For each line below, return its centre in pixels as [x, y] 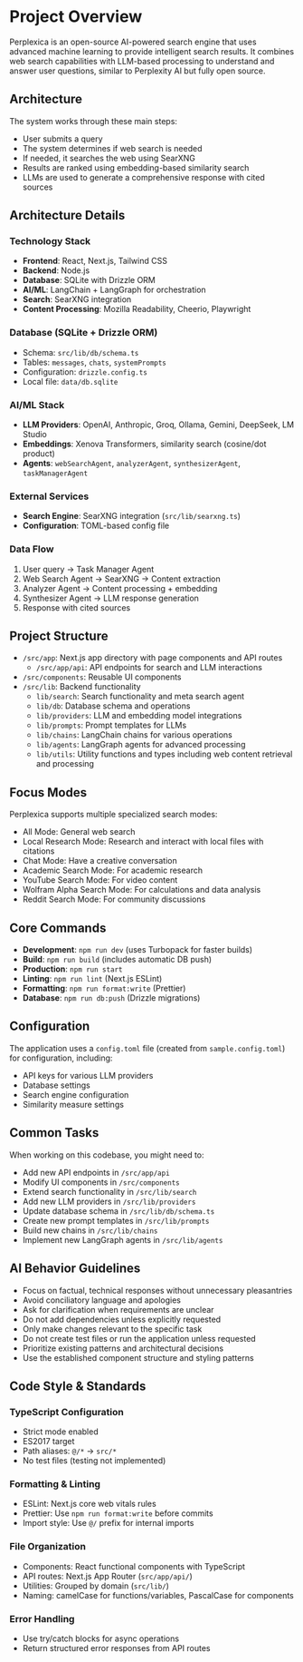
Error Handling [42, 1618]
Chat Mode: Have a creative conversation [100, 861]
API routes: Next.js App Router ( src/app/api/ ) [107, 1576]
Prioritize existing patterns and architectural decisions [123, 1348]
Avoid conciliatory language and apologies [101, 1300]
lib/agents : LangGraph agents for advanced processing [141, 745]
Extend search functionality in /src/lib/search [109, 1191]
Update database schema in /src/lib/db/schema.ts [118, 1211]
